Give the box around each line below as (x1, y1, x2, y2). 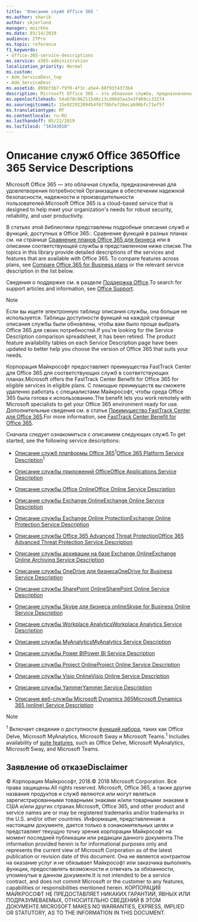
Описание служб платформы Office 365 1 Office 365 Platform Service (14, 448, 184, 456)
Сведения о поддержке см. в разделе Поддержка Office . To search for (6, 278, 182, 286)
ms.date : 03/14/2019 (6, 31, 57, 37)
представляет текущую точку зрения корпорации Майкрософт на (6, 828, 172, 835)
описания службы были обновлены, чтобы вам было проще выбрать (6, 320, 180, 327)
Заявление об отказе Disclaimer (6, 762, 128, 772)
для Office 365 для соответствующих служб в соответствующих (6, 369, 169, 376)
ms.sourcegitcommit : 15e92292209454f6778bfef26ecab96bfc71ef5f (6, 101, 165, 108)
